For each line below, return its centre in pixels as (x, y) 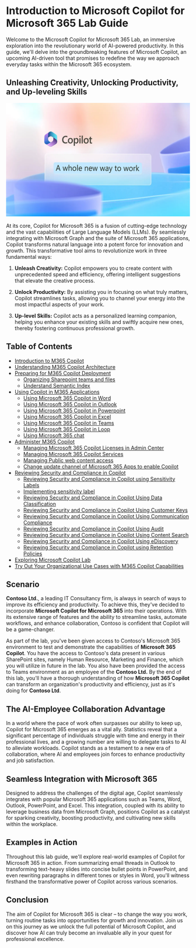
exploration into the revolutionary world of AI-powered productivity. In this (95, 46)
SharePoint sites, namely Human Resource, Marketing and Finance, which (95, 659)
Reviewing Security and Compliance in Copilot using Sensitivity (99, 479)
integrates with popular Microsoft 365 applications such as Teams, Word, (94, 799)
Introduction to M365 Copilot (49, 361)
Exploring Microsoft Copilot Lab (52, 560)
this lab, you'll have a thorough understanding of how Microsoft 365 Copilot (98, 678)
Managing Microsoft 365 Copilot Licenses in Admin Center (94, 448)
